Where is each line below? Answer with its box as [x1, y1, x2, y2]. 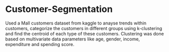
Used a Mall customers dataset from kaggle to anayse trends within [5, 20, 147, 26]
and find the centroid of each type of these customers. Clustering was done [5, 30, 164, 36]
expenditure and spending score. [5, 41, 75, 47]
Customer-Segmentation [5, 3, 113, 15]
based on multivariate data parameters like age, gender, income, [5, 36, 140, 42]
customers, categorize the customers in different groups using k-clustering [5, 25, 162, 31]
